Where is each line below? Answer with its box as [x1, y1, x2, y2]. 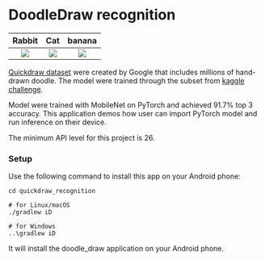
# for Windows [8, 222, 57, 231]
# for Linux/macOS [8, 201, 70, 209]
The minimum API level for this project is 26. [8, 133, 155, 142]
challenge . [8, 84, 44, 94]
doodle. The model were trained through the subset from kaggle [31, 75, 245, 86]
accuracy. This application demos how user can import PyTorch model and [8, 108, 258, 118]
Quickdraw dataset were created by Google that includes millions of [8, 67, 234, 77]
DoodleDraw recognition [8, 6, 176, 24]
